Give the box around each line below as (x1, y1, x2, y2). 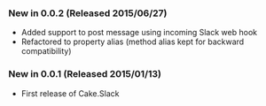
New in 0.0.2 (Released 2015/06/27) (8, 7, 168, 19)
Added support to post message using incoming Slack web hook (20, 27, 258, 38)
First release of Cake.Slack (20, 87, 120, 99)
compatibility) (20, 46, 72, 57)
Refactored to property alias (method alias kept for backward (20, 36, 245, 47)
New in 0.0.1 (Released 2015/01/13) (8, 68, 161, 80)
